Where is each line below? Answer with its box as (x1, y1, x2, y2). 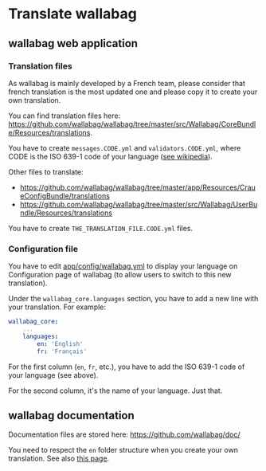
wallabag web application (8, 37, 138, 50)
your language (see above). (8, 370, 99, 379)
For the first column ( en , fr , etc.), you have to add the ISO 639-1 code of (8, 362, 245, 371)
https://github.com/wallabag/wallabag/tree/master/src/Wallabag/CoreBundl (8, 119, 256, 128)
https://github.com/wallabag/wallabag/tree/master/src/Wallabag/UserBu (19, 199, 258, 209)
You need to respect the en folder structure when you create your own (8, 445, 239, 455)
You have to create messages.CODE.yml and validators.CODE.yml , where (8, 143, 241, 152)
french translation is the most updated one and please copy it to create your (8, 87, 258, 96)
